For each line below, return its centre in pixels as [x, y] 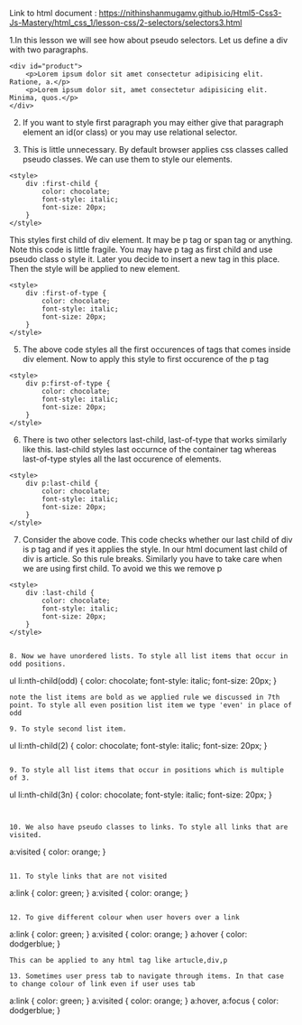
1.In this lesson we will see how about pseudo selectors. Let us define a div [149, 40]
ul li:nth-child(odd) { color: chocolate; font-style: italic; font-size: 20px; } [143, 680]
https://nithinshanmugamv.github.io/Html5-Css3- [190, 13]
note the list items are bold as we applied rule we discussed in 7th [145, 697]
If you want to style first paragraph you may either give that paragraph [153, 122]
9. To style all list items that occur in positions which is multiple [146, 770]
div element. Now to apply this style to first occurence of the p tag [145, 359]
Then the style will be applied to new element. [95, 269]
